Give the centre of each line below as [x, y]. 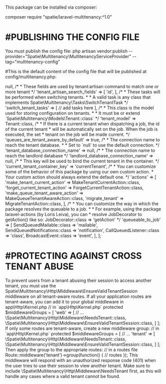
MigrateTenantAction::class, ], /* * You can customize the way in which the [82, 204]
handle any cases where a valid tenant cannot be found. [63, 376]
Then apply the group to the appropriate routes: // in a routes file [72, 349]
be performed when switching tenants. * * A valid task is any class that [78, 97]
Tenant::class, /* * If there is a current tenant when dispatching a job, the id [82, 124]
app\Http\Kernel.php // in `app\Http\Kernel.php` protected [64, 307]
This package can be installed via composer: [51, 7]
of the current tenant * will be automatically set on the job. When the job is [82, 129]
